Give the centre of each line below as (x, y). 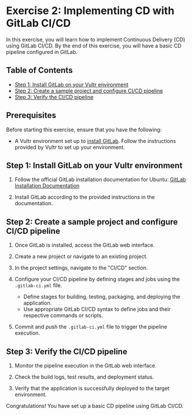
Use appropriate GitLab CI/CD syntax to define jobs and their (97, 309)
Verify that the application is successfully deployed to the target (92, 388)
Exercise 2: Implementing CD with (90, 11)
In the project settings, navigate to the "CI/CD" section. (81, 268)
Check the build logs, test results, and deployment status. (84, 377)
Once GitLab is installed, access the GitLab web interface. (85, 245)
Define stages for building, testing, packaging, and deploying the (102, 297)
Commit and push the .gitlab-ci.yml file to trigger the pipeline (91, 327)
